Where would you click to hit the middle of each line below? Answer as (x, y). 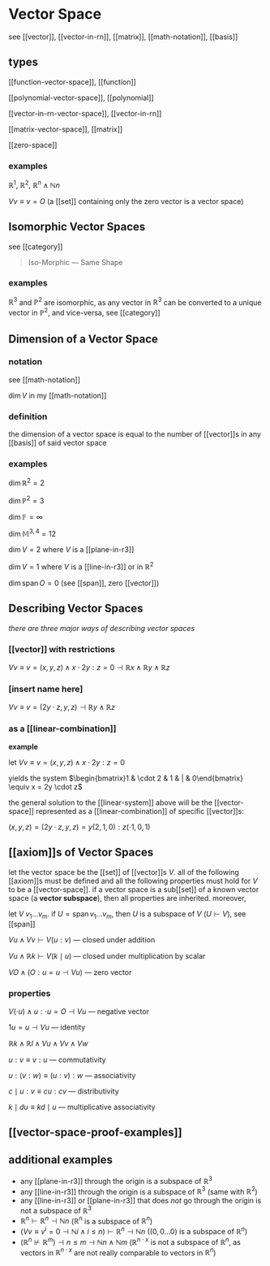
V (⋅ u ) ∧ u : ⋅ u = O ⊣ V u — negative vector (79, 1011)
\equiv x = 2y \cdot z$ (45, 786)
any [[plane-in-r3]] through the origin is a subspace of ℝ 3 (116, 1180)
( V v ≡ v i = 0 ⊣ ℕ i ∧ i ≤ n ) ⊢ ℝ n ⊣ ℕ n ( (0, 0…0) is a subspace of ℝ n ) (134, 1231)
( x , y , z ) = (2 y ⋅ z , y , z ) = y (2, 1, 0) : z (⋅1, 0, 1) (79, 827)
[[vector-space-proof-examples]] (95, 1132)
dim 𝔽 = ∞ (26, 516)
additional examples (61, 1160)
